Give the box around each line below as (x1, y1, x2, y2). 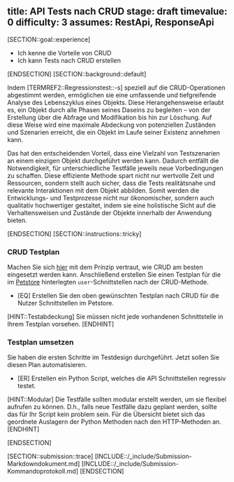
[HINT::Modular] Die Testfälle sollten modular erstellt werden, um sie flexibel (7, 395, 227, 404)
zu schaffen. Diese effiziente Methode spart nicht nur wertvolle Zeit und (7, 171, 214, 179)
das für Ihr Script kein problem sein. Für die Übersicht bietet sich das (7, 410, 205, 419)
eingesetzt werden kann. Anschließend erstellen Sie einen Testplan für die (7, 270, 221, 279)
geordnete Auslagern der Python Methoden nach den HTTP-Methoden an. (7, 418, 221, 426)
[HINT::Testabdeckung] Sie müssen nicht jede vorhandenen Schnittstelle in (7, 312, 224, 321)
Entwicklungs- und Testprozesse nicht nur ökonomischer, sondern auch (7, 193, 214, 202)
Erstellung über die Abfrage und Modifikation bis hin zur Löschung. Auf (7, 113, 212, 121)
